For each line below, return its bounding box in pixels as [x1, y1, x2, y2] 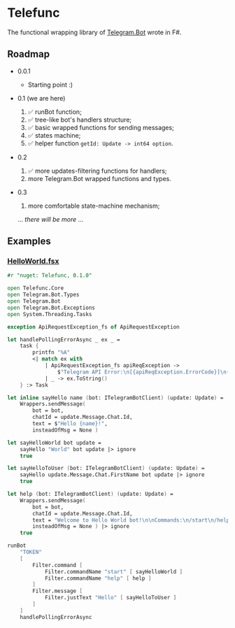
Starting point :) [27, 80, 73, 89]
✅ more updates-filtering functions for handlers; [27, 166, 167, 175]
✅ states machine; [27, 131, 81, 139]
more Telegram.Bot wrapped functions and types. [27, 174, 171, 183]
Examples [7, 236, 51, 248]
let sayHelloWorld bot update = [7, 439, 101, 446]
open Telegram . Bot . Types [7, 292, 80, 299]
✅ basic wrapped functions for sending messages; [27, 123, 175, 131]
